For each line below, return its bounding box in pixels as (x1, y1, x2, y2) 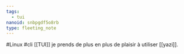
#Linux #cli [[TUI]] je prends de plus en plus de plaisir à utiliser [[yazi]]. (6, 41, 178, 48)
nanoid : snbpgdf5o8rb (6, 19, 59, 25)
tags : (6, 8, 19, 15)
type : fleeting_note (6, 25, 57, 31)
